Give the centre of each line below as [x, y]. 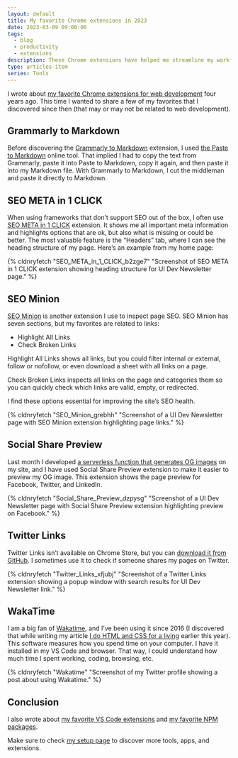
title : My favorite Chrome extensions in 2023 [77, 21]
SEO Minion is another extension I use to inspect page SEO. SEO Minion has [118, 316]
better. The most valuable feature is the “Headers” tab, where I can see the [117, 240]
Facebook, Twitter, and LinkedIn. [55, 484]
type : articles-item [38, 67]
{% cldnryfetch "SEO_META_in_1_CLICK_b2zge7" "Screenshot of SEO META [118, 262]
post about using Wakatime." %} [55, 680]
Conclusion [33, 702]
